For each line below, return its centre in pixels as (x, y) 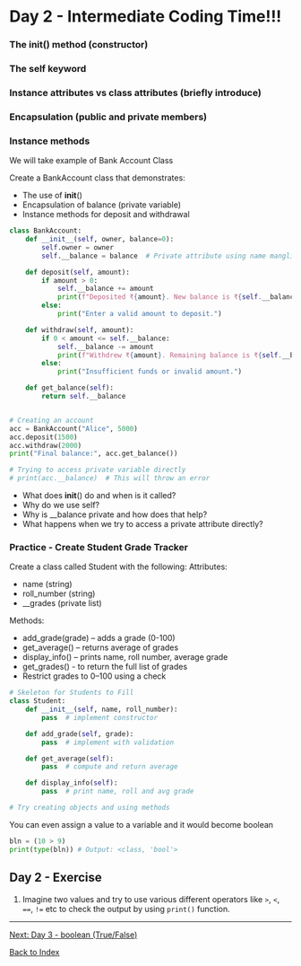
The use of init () (52, 196)
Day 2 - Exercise (56, 878)
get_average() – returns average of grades (100, 647)
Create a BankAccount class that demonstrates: (97, 178)
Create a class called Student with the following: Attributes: (119, 566)
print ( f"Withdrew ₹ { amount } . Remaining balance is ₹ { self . (169, 355)
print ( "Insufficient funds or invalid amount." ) (150, 372)
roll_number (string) (59, 593)
